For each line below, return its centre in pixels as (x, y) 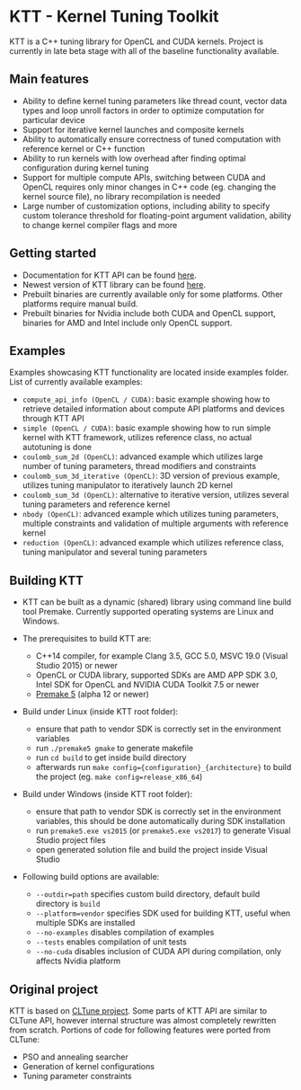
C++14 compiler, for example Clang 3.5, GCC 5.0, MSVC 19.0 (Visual (162, 656)
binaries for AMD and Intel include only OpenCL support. (127, 323)
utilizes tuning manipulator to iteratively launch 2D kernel (128, 485)
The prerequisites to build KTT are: (87, 639)
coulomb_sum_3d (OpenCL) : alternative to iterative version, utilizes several (155, 495)
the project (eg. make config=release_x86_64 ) (119, 777)
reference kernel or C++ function (84, 148)
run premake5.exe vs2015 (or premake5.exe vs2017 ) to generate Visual (163, 831)
